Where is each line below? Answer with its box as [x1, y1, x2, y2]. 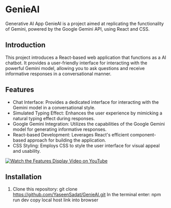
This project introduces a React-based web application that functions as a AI [5, 54, 166, 60]
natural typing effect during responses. [12, 115, 95, 121]
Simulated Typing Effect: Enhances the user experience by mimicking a [12, 110, 162, 116]
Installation [5, 172, 42, 181]
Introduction [5, 41, 46, 50]
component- [130, 131, 157, 137]
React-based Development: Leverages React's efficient [12, 131, 129, 137]
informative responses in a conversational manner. [5, 71, 112, 77]
